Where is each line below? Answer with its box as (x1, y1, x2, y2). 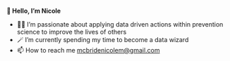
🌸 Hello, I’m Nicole (6, 7, 61, 15)
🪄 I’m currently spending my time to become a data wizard (16, 36, 189, 43)
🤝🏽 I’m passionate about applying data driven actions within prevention (16, 20, 224, 28)
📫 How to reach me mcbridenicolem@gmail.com (16, 46, 160, 54)
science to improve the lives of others (16, 28, 127, 36)
